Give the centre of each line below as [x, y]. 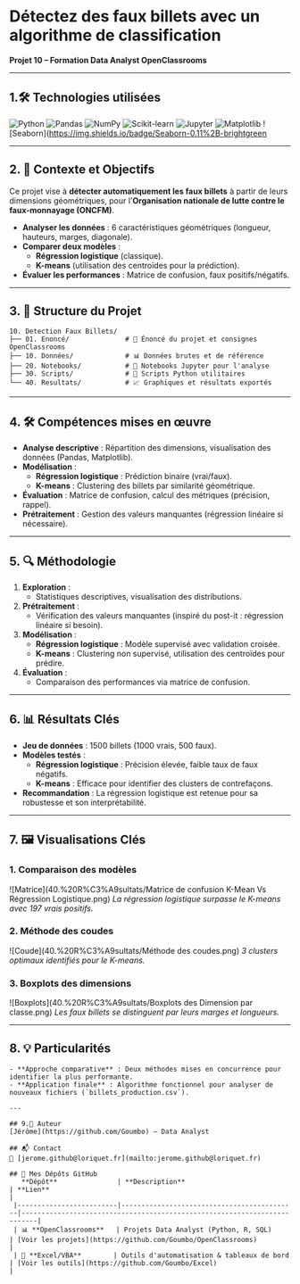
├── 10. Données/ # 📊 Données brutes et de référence [137, 356]
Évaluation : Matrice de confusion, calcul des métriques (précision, [146, 495]
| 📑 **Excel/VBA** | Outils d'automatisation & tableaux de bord [151, 1255]
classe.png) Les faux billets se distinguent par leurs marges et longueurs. [144, 1012]
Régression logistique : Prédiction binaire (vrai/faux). [133, 476]
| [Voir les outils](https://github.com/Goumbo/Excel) [113, 1263]
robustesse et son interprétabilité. [84, 802]
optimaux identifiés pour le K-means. [77, 960]
